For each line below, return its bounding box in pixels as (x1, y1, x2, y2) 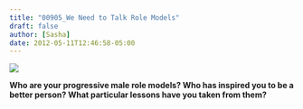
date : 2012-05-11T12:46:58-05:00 (9, 38, 136, 48)
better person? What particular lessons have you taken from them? (9, 89, 267, 100)
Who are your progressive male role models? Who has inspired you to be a (9, 80, 294, 91)
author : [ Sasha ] (9, 30, 71, 39)
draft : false (9, 22, 59, 31)
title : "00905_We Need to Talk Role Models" (9, 13, 180, 23)
